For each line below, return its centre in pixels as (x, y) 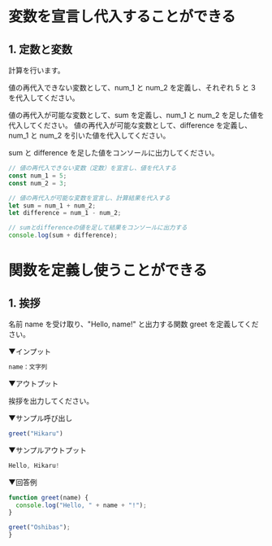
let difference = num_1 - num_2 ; (65, 213)
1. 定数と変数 (41, 49)
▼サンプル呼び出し (41, 418)
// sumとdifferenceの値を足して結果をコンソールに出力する (98, 228)
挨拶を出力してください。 (51, 400)
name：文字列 (28, 367)
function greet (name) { (49, 497)
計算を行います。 (37, 70)
